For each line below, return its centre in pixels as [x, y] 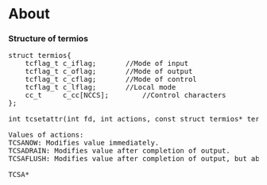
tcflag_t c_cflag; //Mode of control [111, 79]
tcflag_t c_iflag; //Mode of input [107, 64]
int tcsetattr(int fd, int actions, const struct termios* [126, 119]
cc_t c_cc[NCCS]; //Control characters [126, 95]
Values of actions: [46, 135]
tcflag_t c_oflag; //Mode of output [109, 71]
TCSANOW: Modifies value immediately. [84, 143]
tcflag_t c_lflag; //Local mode [101, 87]
